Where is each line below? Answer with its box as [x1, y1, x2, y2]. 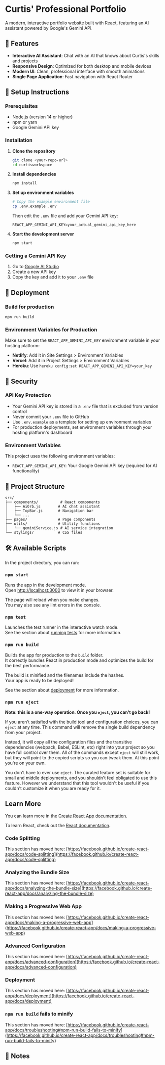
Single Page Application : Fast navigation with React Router [12, 73, 133, 80]
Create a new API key [12, 269, 56, 275]
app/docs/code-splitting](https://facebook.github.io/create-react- [5, 851, 139, 857]
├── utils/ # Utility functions [5, 521, 100, 526]
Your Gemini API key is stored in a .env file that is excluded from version [12, 403, 159, 409]
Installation [5, 137, 33, 144]
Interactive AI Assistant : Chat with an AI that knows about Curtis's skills [12, 52, 160, 58]
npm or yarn [12, 119, 37, 125]
